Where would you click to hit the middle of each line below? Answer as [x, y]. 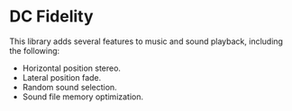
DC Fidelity [51, 17]
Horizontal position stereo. [72, 68]
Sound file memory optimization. [83, 97]
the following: [35, 50]
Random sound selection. [69, 87]
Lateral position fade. [62, 77]
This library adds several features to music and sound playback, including [146, 41]
